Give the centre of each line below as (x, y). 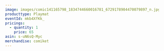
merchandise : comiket (27, 41)
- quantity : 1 (24, 28)
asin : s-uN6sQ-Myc (24, 37)
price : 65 (24, 32)
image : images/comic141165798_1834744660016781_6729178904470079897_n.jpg (83, 9)
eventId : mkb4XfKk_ (25, 18)
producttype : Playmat (27, 14)
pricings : (15, 23)
